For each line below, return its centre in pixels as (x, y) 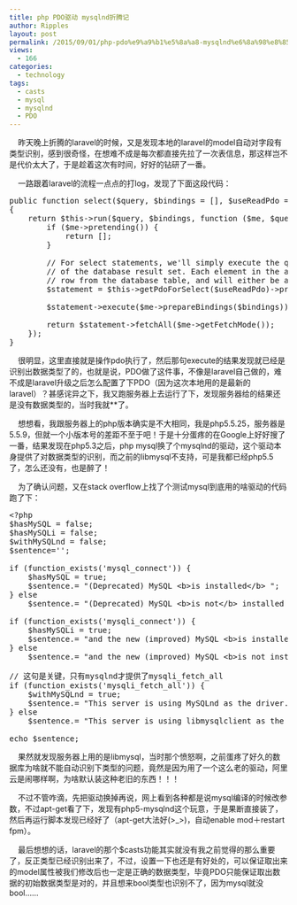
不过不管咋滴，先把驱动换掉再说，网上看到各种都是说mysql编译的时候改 (148, 798)
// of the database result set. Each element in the (163, 272)
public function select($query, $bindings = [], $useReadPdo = (149, 201)
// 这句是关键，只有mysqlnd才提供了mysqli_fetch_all (116, 677)
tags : (19, 83)
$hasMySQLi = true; (70, 630)
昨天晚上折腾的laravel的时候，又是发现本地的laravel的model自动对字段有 (150, 143)
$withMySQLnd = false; (58, 542)
